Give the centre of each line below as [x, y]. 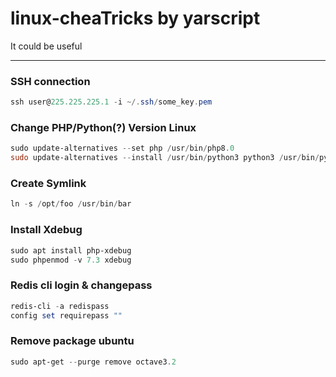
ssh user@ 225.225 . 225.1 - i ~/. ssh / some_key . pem [111, 102]
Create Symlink [48, 184]
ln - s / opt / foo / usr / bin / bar [71, 204]
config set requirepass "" [66, 315]
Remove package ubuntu [72, 341]
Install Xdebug [46, 230]
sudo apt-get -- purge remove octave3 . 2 [93, 362]
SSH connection [50, 81]
